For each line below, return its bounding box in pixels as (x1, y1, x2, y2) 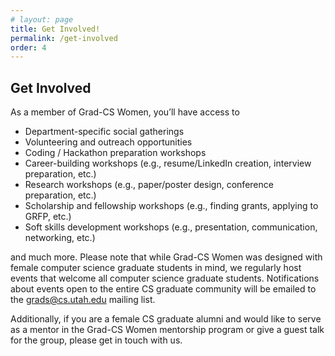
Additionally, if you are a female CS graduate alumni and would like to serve (10, 313, 322, 325)
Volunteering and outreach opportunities (24, 136, 193, 148)
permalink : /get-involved (10, 33, 118, 43)
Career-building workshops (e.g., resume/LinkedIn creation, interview (24, 157, 312, 170)
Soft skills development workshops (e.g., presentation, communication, (24, 221, 318, 233)
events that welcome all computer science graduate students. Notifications (10, 272, 320, 285)
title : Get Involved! (10, 24, 101, 34)
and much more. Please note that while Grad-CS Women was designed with (10, 251, 323, 263)
